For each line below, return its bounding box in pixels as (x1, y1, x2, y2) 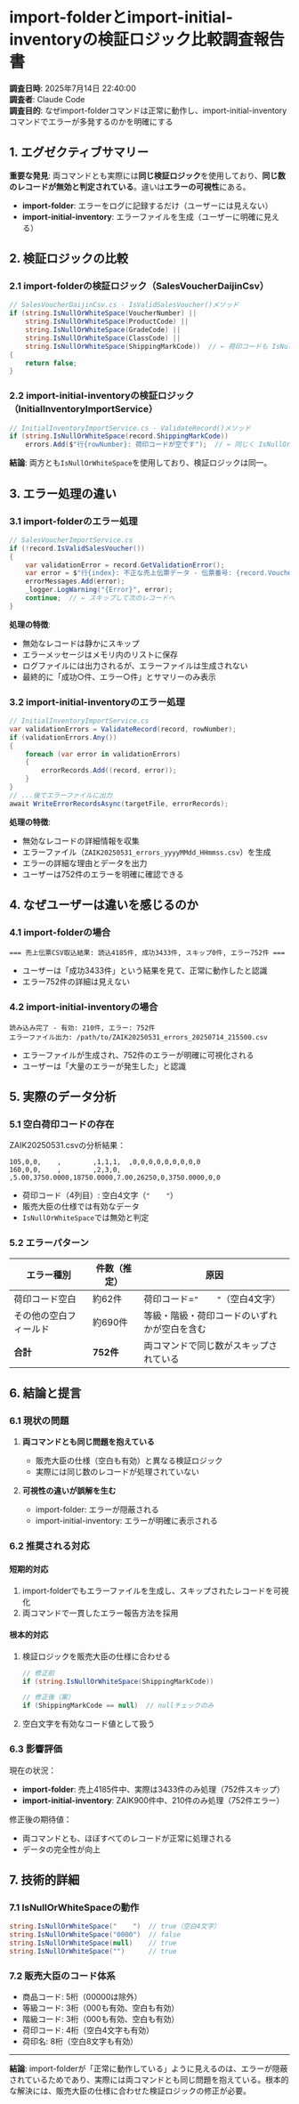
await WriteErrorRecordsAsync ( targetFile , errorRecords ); (9, 799, 229, 808)
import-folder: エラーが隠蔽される (35, 1504, 159, 1515)
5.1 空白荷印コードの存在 (9, 1118, 115, 1130)
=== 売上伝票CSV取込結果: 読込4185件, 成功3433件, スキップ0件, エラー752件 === (9, 949, 286, 958)
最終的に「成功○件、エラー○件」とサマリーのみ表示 (21, 671, 216, 682)
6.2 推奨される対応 (9, 1540, 91, 1552)
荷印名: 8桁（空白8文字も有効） (21, 2035, 139, 2046)
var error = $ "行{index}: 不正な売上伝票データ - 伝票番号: (25, 569, 233, 578)
